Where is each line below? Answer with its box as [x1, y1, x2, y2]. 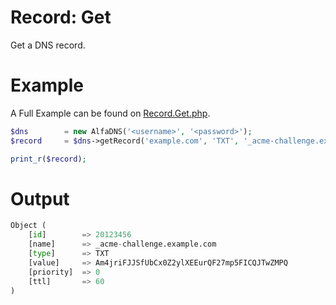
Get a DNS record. [10, 39, 86, 51]
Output [10, 187, 70, 210]
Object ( [10, 221, 47, 231]
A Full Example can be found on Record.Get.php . [10, 107, 211, 119]
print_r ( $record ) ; [10, 154, 87, 164]
